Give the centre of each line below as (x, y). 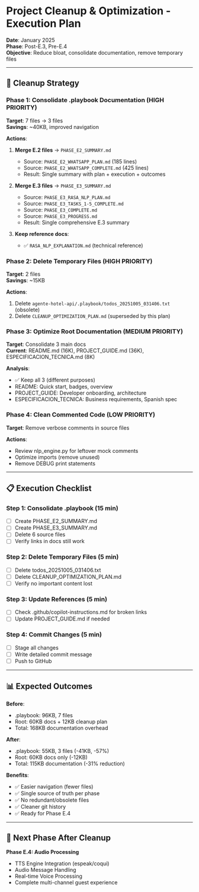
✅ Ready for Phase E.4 (43, 813)
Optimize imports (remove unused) (57, 457)
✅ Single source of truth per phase (57, 793)
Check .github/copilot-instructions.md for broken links (81, 612)
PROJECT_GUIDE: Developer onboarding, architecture (81, 393)
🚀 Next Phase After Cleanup (59, 838)
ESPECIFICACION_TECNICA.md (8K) (51, 357)
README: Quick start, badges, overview (64, 387)
